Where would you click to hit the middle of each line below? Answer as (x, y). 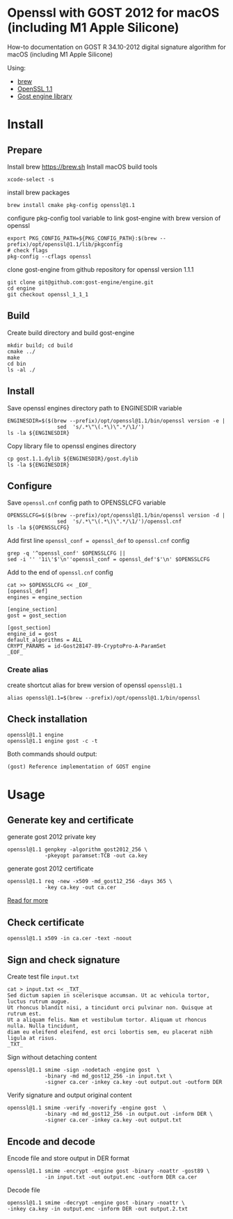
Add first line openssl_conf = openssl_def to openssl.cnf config (98, 541)
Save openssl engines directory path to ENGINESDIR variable (95, 408)
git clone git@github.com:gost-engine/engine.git (81, 282)
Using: (17, 68)
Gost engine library (45, 96)
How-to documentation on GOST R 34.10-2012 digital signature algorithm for (116, 47)
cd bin (17, 364)
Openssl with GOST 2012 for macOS (113, 13)
